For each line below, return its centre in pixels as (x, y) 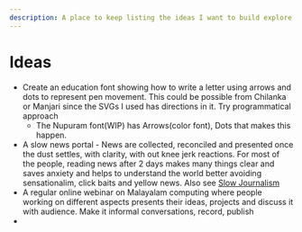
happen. (51, 135)
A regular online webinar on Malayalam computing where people (142, 192)
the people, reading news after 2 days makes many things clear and (148, 164)
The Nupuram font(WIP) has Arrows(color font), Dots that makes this (163, 125)
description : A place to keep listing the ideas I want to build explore (151, 18)
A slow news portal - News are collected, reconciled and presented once (158, 144)
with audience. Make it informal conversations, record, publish (138, 211)
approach (40, 116)
